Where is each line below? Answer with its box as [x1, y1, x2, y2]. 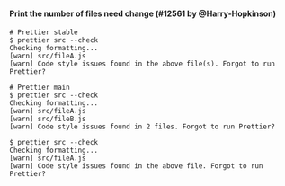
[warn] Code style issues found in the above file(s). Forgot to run [9, 59, 276, 68]
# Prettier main [9, 83, 70, 93]
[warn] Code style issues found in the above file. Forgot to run [9, 162, 263, 171]
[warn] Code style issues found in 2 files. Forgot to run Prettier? [9, 122, 276, 131]
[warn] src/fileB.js [9, 114, 87, 124]
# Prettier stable [9, 28, 78, 37]
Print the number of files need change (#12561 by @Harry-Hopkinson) [9, 8, 277, 19]
